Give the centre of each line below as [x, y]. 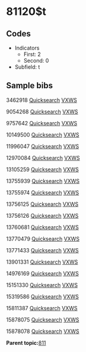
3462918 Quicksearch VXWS [42, 100]
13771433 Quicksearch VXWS [42, 250]
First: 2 [32, 54]
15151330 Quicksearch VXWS [42, 285]
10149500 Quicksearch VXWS [43, 135]
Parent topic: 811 [26, 342]
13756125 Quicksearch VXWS [42, 204]
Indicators [27, 48]
